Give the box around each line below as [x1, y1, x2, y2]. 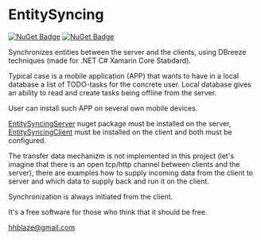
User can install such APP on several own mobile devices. [8, 103, 198, 113]
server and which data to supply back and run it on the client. [8, 176, 209, 186]
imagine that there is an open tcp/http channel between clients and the [8, 159, 240, 168]
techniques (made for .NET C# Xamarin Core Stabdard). [8, 56, 191, 65]
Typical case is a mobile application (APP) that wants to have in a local [8, 71, 240, 80]
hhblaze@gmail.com [8, 223, 76, 232]
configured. [8, 135, 46, 145]
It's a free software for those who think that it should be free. [8, 207, 208, 216]
